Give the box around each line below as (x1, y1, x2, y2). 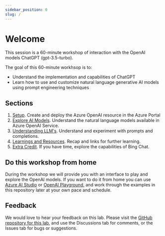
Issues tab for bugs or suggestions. (5, 225, 78, 231)
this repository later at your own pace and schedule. (5, 187, 111, 193)
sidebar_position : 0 (5, 7, 48, 12)
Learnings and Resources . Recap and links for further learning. (12, 138, 141, 144)
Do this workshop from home (5, 158, 97, 167)
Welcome (5, 33, 45, 45)
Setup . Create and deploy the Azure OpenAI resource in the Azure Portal (12, 112, 161, 118)
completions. (12, 133, 39, 139)
